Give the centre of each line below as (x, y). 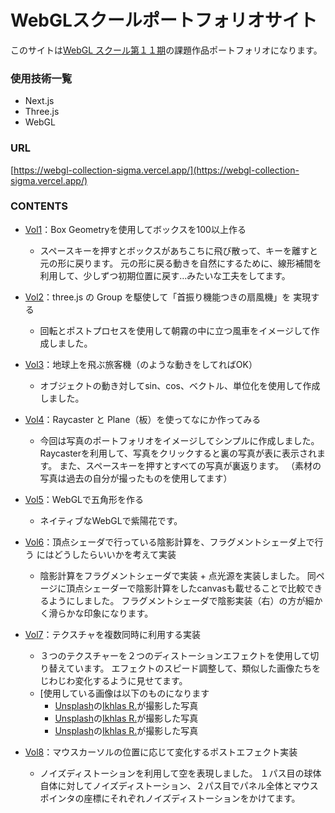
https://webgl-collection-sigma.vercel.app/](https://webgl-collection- (156, 170)
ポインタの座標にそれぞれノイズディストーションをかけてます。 (170, 798)
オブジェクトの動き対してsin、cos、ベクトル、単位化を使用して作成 (180, 385)
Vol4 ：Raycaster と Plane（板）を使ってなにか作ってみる (143, 419)
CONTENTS (39, 206)
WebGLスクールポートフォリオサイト (164, 20)
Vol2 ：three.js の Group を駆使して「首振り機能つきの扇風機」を (158, 297)
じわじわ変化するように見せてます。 (113, 680)
